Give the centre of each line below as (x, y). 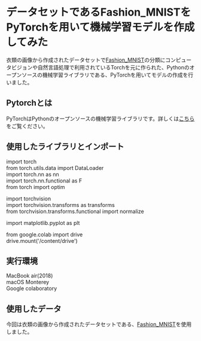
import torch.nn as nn (33, 174)
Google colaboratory (32, 288)
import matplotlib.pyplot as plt (43, 223)
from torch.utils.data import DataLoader (55, 168)
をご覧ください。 (27, 126)
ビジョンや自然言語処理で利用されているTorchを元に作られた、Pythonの (100, 67)
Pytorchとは (29, 103)
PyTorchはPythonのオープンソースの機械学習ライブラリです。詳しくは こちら (100, 118)
